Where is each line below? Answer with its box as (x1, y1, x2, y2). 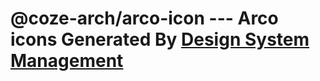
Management (10, 50, 124, 72)
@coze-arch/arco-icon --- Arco (10, 7, 279, 30)
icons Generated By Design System (10, 28, 310, 51)
